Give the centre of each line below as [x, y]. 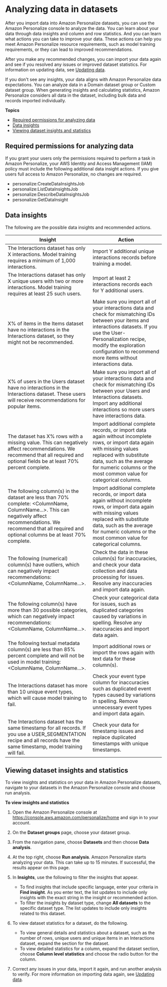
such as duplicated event [122, 688]
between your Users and [122, 391]
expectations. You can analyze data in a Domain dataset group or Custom [80, 84]
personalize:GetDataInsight [40, 199]
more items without [115, 357]
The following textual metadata [44, 643]
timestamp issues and [118, 731]
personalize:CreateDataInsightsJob [48, 183]
